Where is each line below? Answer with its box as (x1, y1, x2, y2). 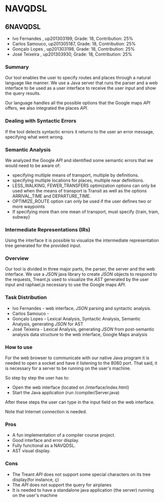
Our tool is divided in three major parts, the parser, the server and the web (5, 266, 155, 272)
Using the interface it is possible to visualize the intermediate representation (5, 237, 159, 244)
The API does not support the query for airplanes (12, 482, 112, 488)
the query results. (5, 91, 41, 96)
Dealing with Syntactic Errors (5, 118, 77, 125)
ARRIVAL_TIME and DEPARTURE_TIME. (12, 193, 91, 199)
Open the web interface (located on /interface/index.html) (12, 384, 129, 390)
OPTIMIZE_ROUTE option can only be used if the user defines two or (12, 198, 152, 204)
